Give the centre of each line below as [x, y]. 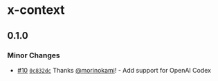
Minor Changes [34, 55]
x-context [36, 10]
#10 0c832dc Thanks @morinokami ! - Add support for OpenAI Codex [114, 70]
